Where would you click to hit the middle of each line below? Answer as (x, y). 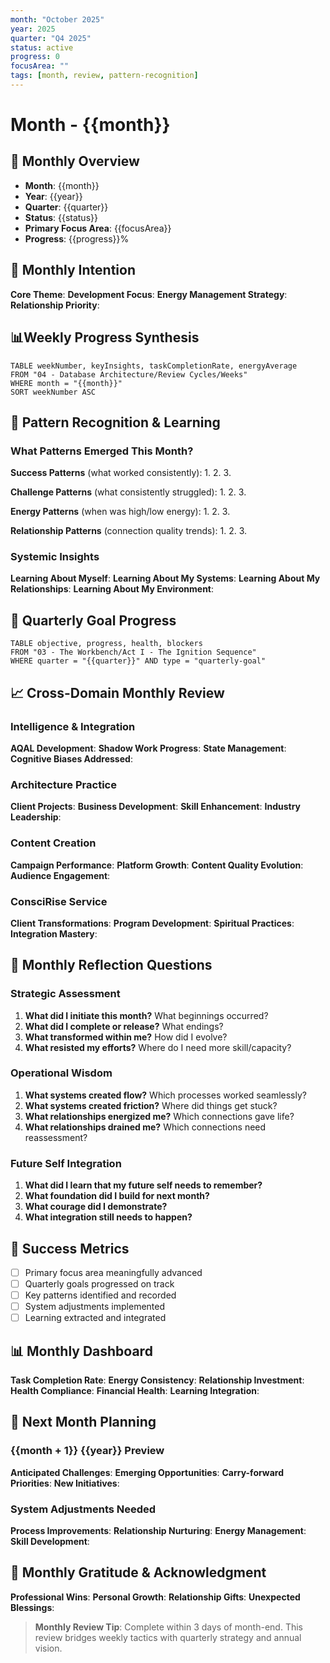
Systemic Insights (55, 557)
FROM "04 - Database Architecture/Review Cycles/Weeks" (129, 374)
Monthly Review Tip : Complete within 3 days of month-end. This (168, 1627)
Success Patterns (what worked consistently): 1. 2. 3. (121, 473)
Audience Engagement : (60, 875)
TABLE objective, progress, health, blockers (106, 644)
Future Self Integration (66, 1163)
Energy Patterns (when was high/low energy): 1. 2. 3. (120, 512)
